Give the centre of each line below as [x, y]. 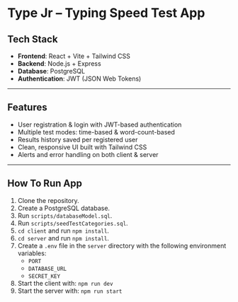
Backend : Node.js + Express [59, 64]
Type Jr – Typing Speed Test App [106, 13]
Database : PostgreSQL [51, 71]
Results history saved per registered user [78, 139]
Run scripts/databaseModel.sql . [65, 215]
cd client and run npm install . [63, 231]
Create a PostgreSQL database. [64, 208]
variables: [32, 253]
